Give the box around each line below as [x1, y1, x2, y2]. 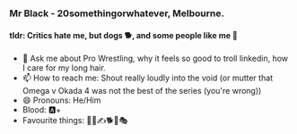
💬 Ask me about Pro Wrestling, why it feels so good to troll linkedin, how [22, 53, 289, 64]
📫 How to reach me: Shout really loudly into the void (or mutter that [22, 72, 274, 83]
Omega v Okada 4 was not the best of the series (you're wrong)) [22, 86, 262, 96]
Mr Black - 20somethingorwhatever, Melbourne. [9, 7, 224, 20]
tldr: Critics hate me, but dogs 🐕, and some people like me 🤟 [9, 29, 238, 40]
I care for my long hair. [22, 63, 106, 73]
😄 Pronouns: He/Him [22, 95, 101, 105]
